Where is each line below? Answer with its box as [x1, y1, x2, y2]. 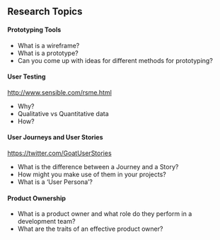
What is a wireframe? [17, 41, 80, 50]
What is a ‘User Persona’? [17, 178, 93, 186]
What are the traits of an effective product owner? [17, 224, 163, 233]
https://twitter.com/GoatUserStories [7, 149, 112, 157]
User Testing [7, 72, 46, 81]
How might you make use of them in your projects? [17, 170, 166, 178]
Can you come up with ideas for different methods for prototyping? [17, 56, 214, 64]
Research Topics [7, 6, 83, 18]
